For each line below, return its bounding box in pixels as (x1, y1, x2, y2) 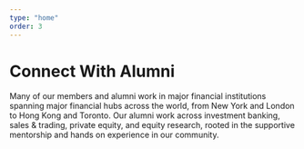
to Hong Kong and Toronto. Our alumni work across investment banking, (9, 110, 280, 121)
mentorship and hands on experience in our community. (9, 129, 219, 141)
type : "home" (9, 13, 59, 23)
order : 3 (9, 22, 43, 31)
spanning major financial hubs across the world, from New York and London (9, 101, 295, 112)
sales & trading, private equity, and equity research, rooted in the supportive (9, 120, 296, 131)
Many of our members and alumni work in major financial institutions (9, 91, 267, 102)
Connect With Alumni (9, 61, 176, 82)
